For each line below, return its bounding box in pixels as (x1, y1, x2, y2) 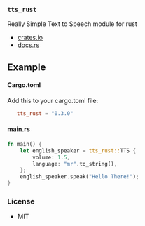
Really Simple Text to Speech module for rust (7, 20, 138, 28)
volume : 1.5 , (32, 154, 71, 161)
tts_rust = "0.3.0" (16, 109, 74, 117)
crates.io (17, 34, 43, 42)
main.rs (7, 125, 30, 133)
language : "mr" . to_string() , (32, 160, 118, 167)
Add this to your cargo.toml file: (7, 96, 99, 105)
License (7, 197, 35, 206)
